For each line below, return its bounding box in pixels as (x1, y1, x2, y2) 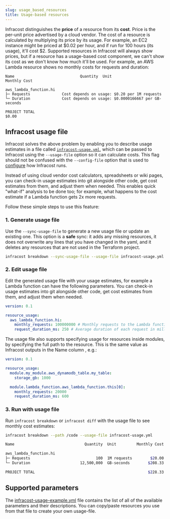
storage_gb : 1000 (14, 375, 51, 380)
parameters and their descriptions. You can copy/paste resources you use (5, 502, 160, 508)
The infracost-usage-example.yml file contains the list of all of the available (5, 497, 163, 503)
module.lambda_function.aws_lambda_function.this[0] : (10, 384, 125, 390)
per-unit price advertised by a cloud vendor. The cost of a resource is (5, 31, 150, 38)
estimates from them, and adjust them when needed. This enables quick (5, 183, 156, 189)
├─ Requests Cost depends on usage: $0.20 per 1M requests (5, 91, 162, 96)
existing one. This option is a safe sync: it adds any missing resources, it (5, 233, 157, 239)
